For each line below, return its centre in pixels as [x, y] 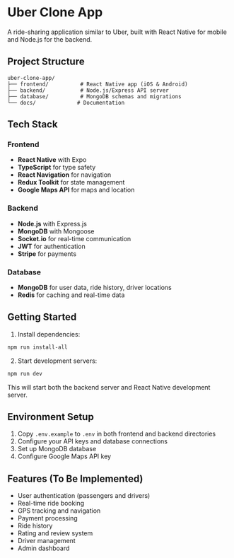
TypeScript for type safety [57, 168]
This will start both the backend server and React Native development [109, 387]
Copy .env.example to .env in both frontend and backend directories [117, 434]
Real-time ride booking [51, 504]
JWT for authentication [52, 246]
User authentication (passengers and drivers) [84, 496]
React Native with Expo [52, 160]
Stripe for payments [47, 254]
